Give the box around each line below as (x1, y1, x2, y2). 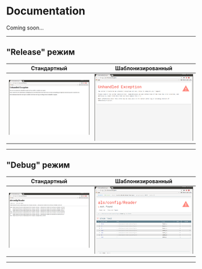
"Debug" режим (6, 160, 70, 171)
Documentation (6, 4, 86, 18)
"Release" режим (6, 47, 75, 58)
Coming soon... (6, 24, 44, 31)
